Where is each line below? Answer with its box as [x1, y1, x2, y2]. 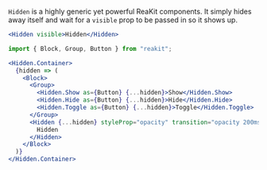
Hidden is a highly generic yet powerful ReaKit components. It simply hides [8, 7, 252, 16]
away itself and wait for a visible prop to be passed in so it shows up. [8, 15, 238, 25]
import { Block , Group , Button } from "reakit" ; [8, 44, 172, 52]
